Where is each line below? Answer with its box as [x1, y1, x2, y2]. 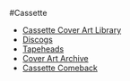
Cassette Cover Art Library [22, 25, 122, 35]
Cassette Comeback [22, 62, 99, 73]
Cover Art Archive [22, 53, 89, 63]
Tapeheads [22, 44, 65, 54]
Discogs [22, 35, 54, 45]
